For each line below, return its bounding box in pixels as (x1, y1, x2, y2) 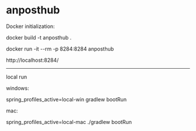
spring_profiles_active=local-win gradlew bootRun (6, 95, 127, 102)
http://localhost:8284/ (6, 56, 59, 63)
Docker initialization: (6, 23, 55, 30)
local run (6, 73, 27, 80)
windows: (6, 84, 29, 91)
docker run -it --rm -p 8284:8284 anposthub (6, 45, 114, 52)
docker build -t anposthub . (6, 34, 72, 41)
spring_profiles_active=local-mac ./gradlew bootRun (6, 118, 132, 125)
